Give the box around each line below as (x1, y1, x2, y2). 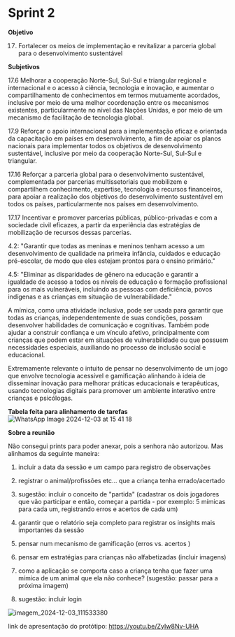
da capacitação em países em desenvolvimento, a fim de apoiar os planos (8, 134, 222, 143)
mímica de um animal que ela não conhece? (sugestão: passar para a (17, 573, 218, 582)
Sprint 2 (8, 5, 55, 21)
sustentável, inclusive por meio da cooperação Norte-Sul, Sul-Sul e (8, 149, 202, 157)
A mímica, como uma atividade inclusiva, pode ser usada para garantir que (8, 306, 224, 314)
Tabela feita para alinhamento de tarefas (8, 407, 128, 415)
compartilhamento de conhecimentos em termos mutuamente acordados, (8, 91, 220, 99)
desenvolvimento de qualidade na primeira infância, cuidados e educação (8, 249, 221, 257)
